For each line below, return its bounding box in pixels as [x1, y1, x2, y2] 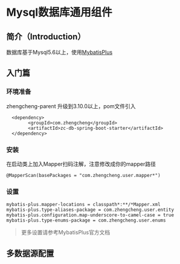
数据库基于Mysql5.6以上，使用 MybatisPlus [6, 49, 113, 56]
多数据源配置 [6, 248, 54, 259]
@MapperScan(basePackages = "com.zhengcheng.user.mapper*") [6, 172, 161, 178]
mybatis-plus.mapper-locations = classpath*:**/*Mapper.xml [6, 202, 161, 208]
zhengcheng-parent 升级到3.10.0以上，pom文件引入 [6, 102, 136, 109]
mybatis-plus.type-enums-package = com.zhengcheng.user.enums [6, 217, 166, 224]
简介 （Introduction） [6, 31, 86, 42]
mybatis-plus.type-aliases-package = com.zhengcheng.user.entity [6, 207, 174, 213]
